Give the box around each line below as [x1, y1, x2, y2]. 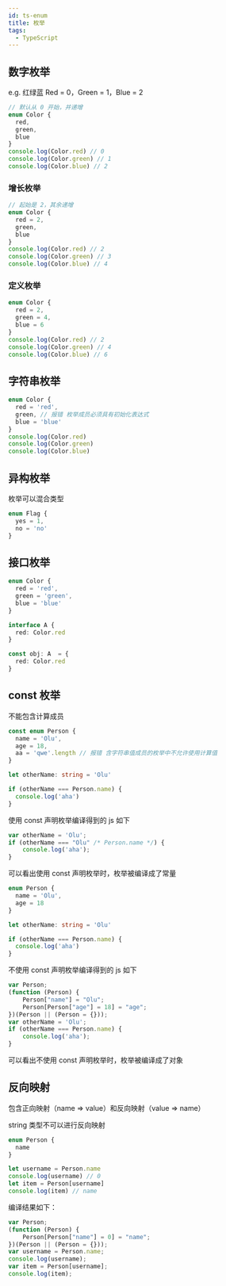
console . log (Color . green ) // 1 [8, 155, 112, 163]
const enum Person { [8, 727, 77, 735]
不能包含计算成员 [8, 711, 64, 721]
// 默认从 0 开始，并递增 [8, 104, 83, 112]
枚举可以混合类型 [8, 494, 64, 503]
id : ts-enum [8, 11, 48, 20]
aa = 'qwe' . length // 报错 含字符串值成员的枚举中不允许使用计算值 [15, 749, 218, 757]
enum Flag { [8, 510, 48, 518]
